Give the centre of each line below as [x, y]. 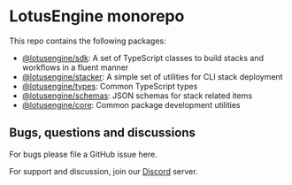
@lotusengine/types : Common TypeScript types [110, 86]
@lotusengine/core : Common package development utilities [131, 104]
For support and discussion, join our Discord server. [104, 171]
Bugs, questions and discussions [103, 133]
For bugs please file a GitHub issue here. [83, 154]
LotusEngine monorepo [97, 16]
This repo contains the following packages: [88, 41]
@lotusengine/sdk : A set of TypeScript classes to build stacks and [142, 58]
